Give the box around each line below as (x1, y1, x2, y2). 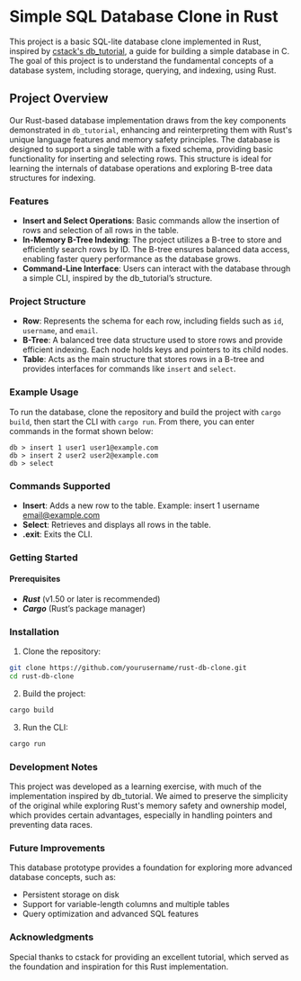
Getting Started (9, 551, 78, 564)
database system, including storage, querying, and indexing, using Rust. (9, 65, 277, 76)
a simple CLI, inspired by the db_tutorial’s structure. (22, 273, 213, 284)
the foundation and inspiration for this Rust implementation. (9, 961, 229, 972)
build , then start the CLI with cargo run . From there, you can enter (9, 416, 255, 427)
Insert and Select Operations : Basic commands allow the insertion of (22, 215, 280, 226)
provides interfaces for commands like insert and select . (22, 363, 236, 375)
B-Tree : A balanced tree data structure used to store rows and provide (22, 335, 283, 346)
